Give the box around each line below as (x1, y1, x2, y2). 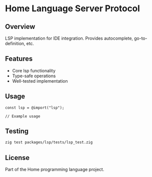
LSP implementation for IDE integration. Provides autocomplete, (5, 35, 133, 41)
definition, (5, 41, 25, 46)
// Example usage (5, 113, 41, 119)
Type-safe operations (12, 73, 56, 79)
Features (5, 55, 33, 63)
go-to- (134, 35, 148, 41)
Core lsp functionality (12, 67, 56, 73)
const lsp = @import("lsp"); (5, 105, 65, 110)
